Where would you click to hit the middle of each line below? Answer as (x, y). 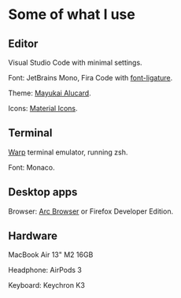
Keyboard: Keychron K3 (46, 285)
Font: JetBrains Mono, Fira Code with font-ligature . (90, 78)
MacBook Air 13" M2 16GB (51, 255)
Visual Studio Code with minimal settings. (76, 62)
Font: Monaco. (31, 167)
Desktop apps (43, 192)
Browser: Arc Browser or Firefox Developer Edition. (91, 211)
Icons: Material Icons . (43, 108)
